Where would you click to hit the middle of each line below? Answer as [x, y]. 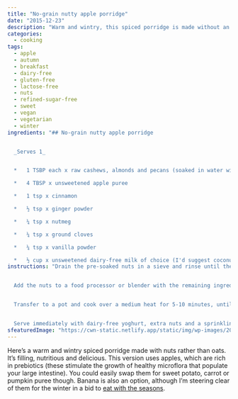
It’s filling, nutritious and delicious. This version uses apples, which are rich [117, 358]
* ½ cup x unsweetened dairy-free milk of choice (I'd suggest [112, 260]
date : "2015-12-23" [36, 21]
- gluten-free [34, 80]
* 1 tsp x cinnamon [46, 196]
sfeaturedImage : [31, 330]
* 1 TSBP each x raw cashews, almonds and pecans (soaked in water [118, 171]
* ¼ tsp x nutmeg [42, 221]
